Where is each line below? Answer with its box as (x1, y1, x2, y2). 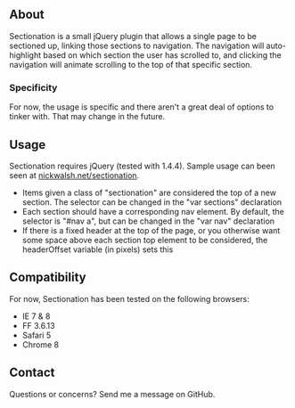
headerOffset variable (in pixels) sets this (21, 244, 174, 255)
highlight (9, 49, 42, 61)
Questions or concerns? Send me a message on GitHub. (9, 388, 216, 399)
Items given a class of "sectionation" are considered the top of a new (21, 187, 276, 198)
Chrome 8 (21, 339, 60, 350)
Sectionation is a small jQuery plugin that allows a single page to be (9, 30, 257, 41)
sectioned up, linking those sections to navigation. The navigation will (9, 40, 265, 51)
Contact (9, 365, 55, 380)
